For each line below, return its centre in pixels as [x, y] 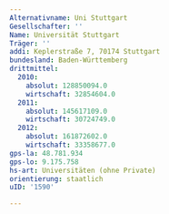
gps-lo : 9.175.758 [44, 162]
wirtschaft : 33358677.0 [71, 145]
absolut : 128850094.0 [66, 86]
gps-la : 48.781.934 [46, 153]
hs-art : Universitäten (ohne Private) [83, 170]
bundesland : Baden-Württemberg [69, 60]
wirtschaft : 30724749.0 [71, 119]
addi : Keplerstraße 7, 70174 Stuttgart [85, 52]
